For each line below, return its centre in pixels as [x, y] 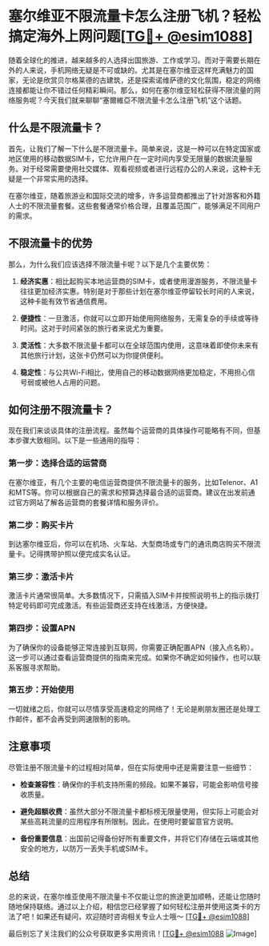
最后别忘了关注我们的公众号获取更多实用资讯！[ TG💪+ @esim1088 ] [133, 934]
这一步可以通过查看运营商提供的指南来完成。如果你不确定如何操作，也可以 [131, 657]
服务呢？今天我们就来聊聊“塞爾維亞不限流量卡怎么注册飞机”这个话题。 [130, 100]
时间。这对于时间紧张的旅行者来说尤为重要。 [94, 328]
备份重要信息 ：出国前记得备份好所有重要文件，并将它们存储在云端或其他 [139, 838]
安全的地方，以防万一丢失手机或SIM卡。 [86, 848]
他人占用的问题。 [76, 382]
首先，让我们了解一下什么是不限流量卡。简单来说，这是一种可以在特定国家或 [134, 148]
